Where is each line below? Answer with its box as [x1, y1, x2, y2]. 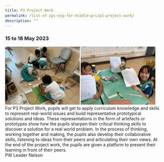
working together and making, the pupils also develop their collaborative [5, 131, 151, 137]
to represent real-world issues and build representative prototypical [5, 110, 141, 116]
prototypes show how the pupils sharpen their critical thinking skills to [5, 121, 146, 127]
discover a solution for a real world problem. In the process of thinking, [5, 126, 148, 132]
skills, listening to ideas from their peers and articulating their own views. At [5, 136, 158, 142]
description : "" [5, 18, 38, 23]
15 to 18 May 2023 [5, 35, 49, 42]
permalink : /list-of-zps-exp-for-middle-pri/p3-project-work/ [5, 13, 135, 18]
